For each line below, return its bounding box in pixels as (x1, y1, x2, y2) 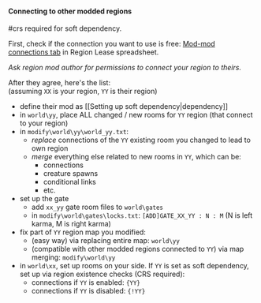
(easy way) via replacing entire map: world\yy (31, 236, 180, 245)
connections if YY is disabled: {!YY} (31, 286, 146, 296)
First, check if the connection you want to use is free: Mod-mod (8, 39, 215, 49)
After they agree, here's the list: (8, 78, 111, 88)
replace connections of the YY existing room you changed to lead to (31, 135, 251, 145)
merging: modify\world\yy (31, 252, 116, 262)
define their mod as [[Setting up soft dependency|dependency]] (19, 102, 229, 111)
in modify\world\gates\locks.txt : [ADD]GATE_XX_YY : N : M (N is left (31, 211, 253, 220)
